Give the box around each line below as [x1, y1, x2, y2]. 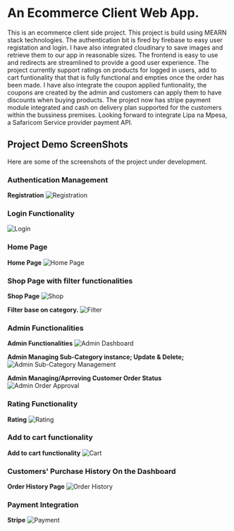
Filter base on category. [7, 305, 79, 314]
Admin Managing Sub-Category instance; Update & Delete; [7, 353, 185, 361]
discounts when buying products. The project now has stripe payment [7, 95, 211, 104]
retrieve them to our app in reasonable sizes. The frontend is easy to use [7, 51, 218, 59]
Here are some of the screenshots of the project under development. [7, 157, 208, 166]
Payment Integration [7, 500, 79, 510]
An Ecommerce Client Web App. [7, 5, 199, 21]
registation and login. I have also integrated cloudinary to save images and [7, 43, 223, 51]
